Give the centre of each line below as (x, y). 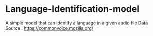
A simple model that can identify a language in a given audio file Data (77, 23)
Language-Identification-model (72, 9)
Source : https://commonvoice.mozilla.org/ (49, 28)
